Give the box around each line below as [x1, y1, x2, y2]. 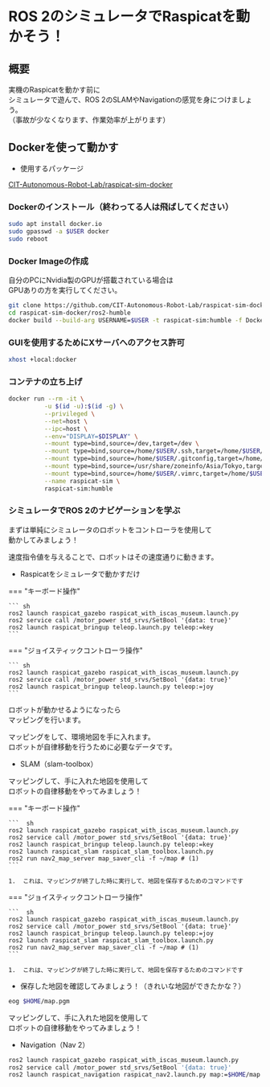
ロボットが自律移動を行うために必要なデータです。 [8, 741, 177, 752]
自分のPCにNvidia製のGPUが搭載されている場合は [8, 275, 174, 285]
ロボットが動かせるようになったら [8, 704, 121, 714]
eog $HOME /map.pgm [8, 997, 70, 1005]
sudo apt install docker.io [8, 220, 103, 228]
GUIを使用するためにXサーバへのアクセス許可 [8, 337, 185, 348]
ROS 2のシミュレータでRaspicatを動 [8, 7, 251, 26]
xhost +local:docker [8, 355, 78, 363]
